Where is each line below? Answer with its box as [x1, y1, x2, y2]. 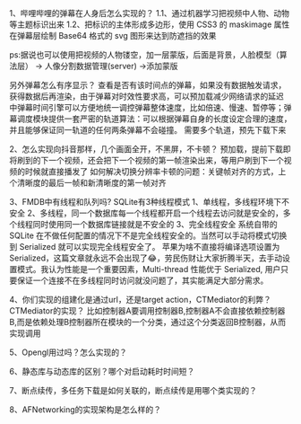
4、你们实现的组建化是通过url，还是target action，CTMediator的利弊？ [9, 295, 271, 305]
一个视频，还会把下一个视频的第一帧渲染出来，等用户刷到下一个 [47, 155, 284, 165]
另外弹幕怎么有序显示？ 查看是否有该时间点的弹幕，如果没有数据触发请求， [9, 80, 287, 90]
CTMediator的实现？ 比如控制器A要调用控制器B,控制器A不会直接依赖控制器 [9, 305, 286, 316]
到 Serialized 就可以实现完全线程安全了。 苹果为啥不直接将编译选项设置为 [9, 242, 280, 252]
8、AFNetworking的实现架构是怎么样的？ [9, 404, 162, 415]
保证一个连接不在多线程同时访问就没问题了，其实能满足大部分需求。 [16, 275, 269, 286]
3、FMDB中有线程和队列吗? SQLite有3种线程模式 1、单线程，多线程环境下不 [9, 197, 289, 207]
